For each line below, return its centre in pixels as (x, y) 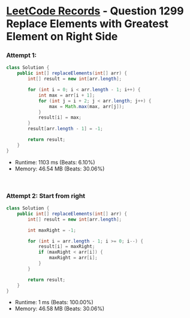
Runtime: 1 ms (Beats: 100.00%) (54, 302)
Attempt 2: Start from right (46, 196)
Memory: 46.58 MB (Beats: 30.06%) (60, 309)
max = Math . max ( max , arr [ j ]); (87, 106)
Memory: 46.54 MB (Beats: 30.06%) (60, 169)
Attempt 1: (22, 55)
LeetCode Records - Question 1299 (95, 11)
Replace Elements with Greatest (88, 24)
